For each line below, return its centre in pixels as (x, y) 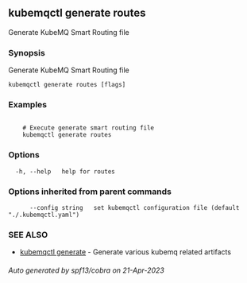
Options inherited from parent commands (90, 192)
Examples (28, 105)
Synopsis (27, 52)
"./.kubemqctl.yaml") (44, 215)
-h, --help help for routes (65, 171)
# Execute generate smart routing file (89, 128)
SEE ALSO (28, 235)
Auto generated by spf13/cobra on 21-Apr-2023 (86, 270)
